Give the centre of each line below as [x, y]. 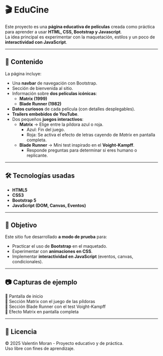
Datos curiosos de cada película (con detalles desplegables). [73, 109]
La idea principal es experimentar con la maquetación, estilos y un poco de [80, 37]
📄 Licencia [21, 331]
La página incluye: [23, 73]
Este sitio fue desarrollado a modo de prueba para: [56, 237]
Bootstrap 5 [24, 200]
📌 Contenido [24, 62]
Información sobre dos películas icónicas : [54, 93]
